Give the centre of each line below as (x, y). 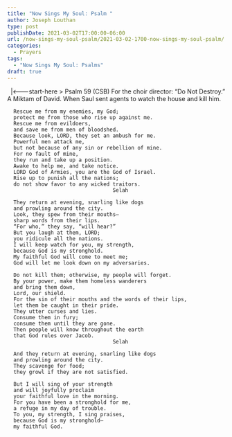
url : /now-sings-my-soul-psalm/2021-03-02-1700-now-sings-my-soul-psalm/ (116, 39)
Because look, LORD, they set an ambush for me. (85, 136)
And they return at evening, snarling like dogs (85, 354)
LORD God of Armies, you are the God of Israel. (85, 172)
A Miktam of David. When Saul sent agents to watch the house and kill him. (114, 98)
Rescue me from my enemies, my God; (66, 112)
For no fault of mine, (46, 154)
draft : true (24, 71)
